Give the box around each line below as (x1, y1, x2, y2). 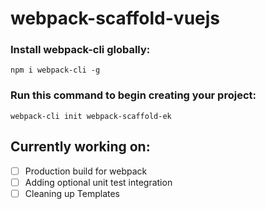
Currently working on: (10, 138, 151, 156)
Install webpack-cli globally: (10, 43, 151, 57)
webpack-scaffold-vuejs (10, 7, 221, 30)
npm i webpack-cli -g (10, 65, 101, 76)
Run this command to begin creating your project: (10, 88, 257, 102)
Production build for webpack (24, 165, 148, 177)
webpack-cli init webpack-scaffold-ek (10, 111, 172, 121)
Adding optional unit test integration (24, 176, 173, 188)
